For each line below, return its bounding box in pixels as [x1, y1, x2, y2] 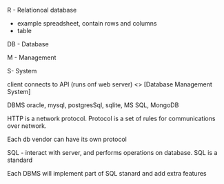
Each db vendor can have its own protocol [7, 135, 128, 143]
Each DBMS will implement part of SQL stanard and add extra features [7, 169, 207, 177]
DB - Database [7, 40, 50, 48]
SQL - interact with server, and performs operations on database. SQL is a [7, 149, 218, 156]
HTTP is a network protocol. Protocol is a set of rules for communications [7, 114, 216, 122]
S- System [7, 67, 37, 75]
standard [7, 156, 33, 164]
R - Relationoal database [7, 6, 77, 14]
